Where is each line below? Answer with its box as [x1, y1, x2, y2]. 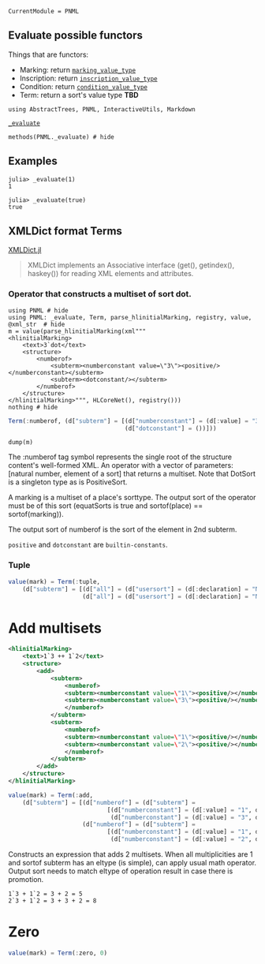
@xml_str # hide [8, 320, 65, 328]
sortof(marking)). [8, 510, 65, 519]
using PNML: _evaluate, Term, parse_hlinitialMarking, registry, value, [8, 313, 252, 321]
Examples [8, 155, 58, 168]
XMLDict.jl [8, 245, 42, 255]
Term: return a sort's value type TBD [19, 90, 140, 99]
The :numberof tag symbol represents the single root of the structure [8, 452, 233, 461]
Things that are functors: [8, 50, 89, 59]
